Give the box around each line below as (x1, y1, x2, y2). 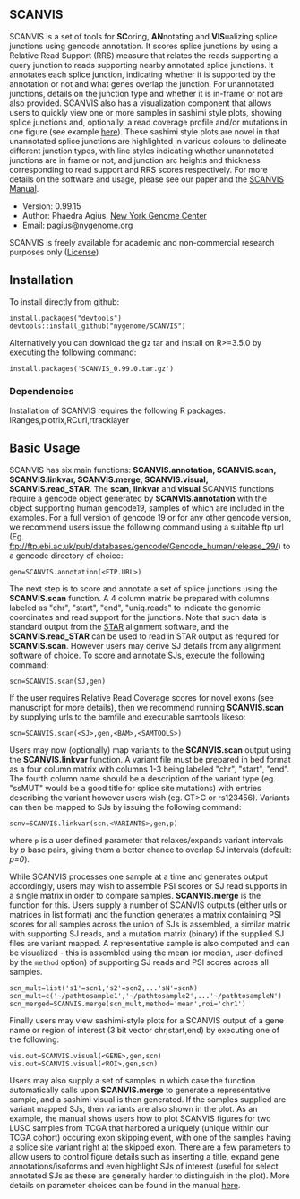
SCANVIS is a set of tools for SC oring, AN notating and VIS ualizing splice (9, 30, 278, 41)
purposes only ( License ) (9, 246, 99, 257)
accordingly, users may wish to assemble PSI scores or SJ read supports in (9, 880, 287, 891)
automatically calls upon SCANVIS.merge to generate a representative (9, 1084, 270, 1095)
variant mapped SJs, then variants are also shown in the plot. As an (9, 1103, 258, 1114)
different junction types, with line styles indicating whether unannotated (9, 145, 275, 156)
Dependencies (9, 384, 74, 397)
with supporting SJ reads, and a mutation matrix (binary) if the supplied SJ (9, 927, 285, 939)
